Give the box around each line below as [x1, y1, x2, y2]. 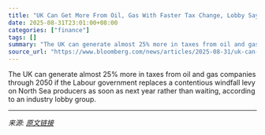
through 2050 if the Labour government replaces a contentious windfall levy [8, 78, 256, 87]
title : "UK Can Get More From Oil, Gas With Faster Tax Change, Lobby [8, 11, 245, 20]
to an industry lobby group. [8, 95, 96, 104]
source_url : [8, 48, 47, 56]
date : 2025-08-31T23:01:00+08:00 [8, 19, 118, 27]
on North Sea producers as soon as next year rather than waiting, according [8, 86, 256, 95]
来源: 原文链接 [8, 119, 54, 127]
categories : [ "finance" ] [8, 26, 90, 34]
